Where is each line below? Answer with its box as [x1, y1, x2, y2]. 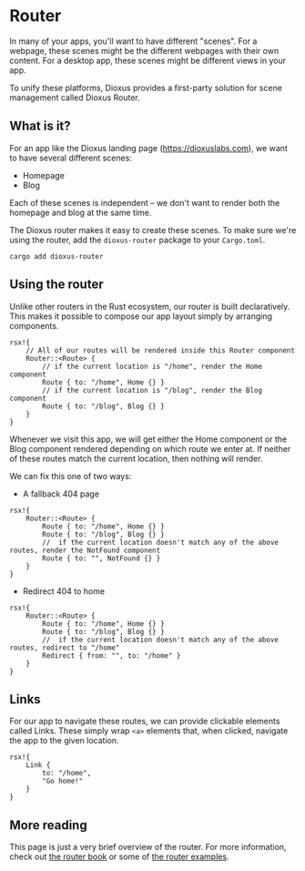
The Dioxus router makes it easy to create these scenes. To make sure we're [9, 224, 297, 235]
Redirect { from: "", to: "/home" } [42, 651, 181, 661]
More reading [9, 817, 88, 833]
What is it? [9, 118, 71, 134]
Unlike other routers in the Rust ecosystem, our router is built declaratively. [9, 301, 290, 312]
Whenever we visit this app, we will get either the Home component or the [9, 434, 288, 445]
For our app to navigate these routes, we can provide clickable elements [9, 716, 280, 727]
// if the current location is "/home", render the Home [42, 362, 262, 371]
